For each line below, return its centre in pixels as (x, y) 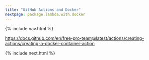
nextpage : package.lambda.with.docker (45, 14)
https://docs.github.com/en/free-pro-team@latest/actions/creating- (74, 38)
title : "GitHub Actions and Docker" (43, 10)
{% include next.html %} (30, 53)
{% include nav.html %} (29, 28)
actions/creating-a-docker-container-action (50, 43)
